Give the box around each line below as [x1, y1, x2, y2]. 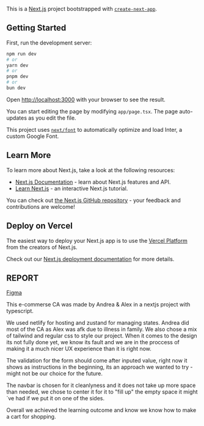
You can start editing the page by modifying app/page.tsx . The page [6, 107, 178, 115]
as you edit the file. [28, 114, 76, 121]
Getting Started [6, 23, 67, 33]
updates [6, 114, 27, 121]
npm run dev [6, 51, 37, 57]
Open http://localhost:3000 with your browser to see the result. [6, 96, 166, 103]
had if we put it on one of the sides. [15, 395, 105, 402]
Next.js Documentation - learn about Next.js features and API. [15, 178, 171, 186]
